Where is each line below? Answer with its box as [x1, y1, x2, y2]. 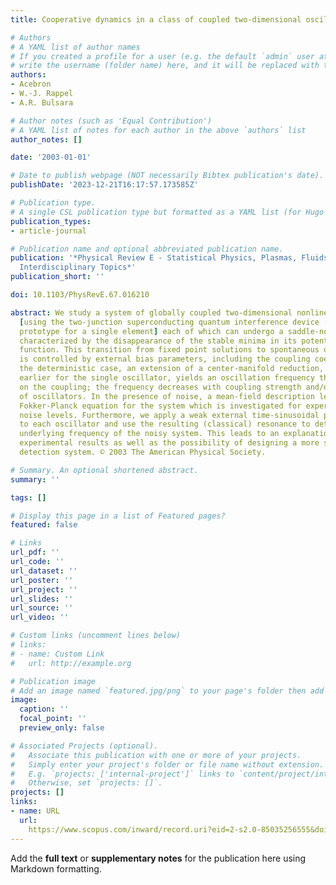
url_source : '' [10, 603, 74, 613]
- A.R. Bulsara [10, 97, 74, 108]
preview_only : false [19, 723, 105, 733]
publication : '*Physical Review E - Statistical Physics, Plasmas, [10, 253, 298, 263]
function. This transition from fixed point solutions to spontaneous [19, 345, 320, 355]
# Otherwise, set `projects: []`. [10, 778, 163, 788]
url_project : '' [10, 584, 78, 595]
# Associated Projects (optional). [10, 741, 159, 751]
